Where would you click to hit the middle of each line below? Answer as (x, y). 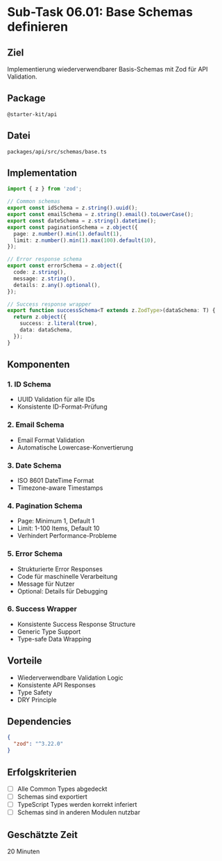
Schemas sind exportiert (52, 796)
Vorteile (25, 661)
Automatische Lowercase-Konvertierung (75, 447)
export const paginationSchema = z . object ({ (72, 227)
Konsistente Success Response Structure (76, 624)
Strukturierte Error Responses (60, 569)
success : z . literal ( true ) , (59, 324)
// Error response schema (44, 259)
